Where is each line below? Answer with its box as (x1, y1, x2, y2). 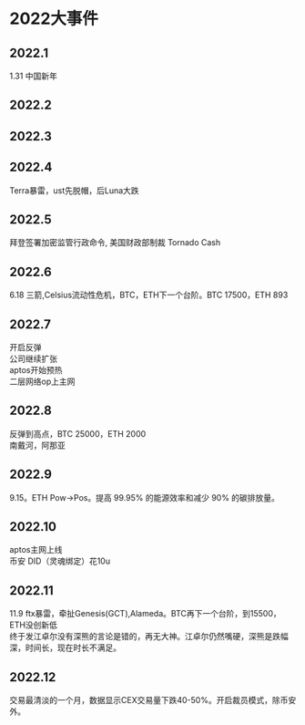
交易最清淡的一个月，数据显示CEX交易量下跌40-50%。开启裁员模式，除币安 (9, 695, 297, 706)
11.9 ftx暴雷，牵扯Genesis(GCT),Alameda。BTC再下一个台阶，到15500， (9, 608, 281, 619)
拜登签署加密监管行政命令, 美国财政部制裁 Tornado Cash (9, 237, 221, 248)
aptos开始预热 (9, 365, 63, 376)
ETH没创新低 (9, 619, 57, 630)
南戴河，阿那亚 (9, 440, 66, 451)
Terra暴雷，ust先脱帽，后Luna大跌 (9, 184, 139, 196)
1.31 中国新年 (9, 70, 57, 81)
